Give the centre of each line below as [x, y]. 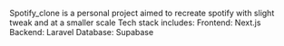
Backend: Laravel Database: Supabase [82, 32]
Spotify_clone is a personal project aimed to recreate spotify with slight [142, 13]
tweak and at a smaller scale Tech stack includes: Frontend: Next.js [135, 23]
